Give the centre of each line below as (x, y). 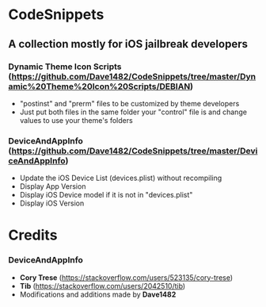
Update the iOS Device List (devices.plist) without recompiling (121, 178)
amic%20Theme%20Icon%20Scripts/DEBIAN (99, 86)
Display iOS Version (52, 203)
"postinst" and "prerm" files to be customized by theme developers (129, 103)
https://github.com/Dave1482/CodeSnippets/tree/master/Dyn (134, 76)
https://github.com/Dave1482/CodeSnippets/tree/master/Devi (135, 151)
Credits (33, 235)
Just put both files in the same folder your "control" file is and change (133, 112)
